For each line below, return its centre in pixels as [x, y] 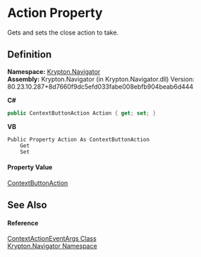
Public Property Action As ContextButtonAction [79, 139]
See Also [27, 205]
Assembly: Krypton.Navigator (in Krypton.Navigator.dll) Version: [101, 79]
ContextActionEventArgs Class [52, 239]
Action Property [55, 13]
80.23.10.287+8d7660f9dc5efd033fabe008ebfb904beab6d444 [100, 87]
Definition [29, 55]
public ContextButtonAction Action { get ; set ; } [82, 113]
